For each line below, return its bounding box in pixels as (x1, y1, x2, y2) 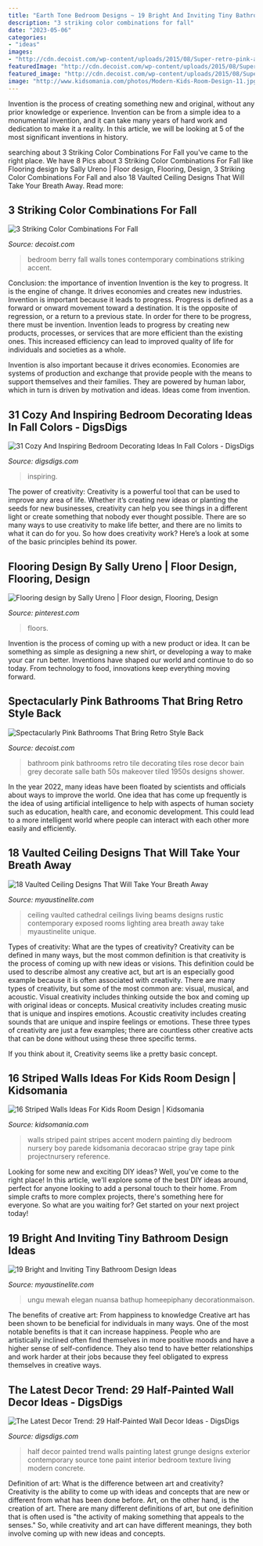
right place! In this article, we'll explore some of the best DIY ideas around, (8, 1175, 249, 1185)
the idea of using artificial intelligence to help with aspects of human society (8, 798, 254, 808)
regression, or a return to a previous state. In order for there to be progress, (8, 312, 252, 321)
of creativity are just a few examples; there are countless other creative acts (8, 1025, 254, 1035)
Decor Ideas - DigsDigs (8, 1395, 123, 1409)
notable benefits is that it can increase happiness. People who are (8, 1327, 221, 1336)
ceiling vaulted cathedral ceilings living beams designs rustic (27, 910, 224, 919)
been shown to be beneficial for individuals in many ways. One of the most (8, 1319, 249, 1328)
